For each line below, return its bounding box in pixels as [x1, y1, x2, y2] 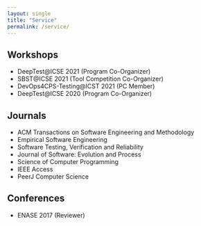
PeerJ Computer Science [17, 172, 89, 181]
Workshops [7, 49, 59, 60]
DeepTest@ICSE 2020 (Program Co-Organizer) [17, 90, 152, 98]
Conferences [7, 193, 65, 204]
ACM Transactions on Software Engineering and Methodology [17, 128, 195, 136]
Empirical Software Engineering [17, 136, 107, 143]
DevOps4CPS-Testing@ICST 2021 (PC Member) [17, 82, 155, 90]
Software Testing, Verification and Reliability [17, 143, 144, 151]
